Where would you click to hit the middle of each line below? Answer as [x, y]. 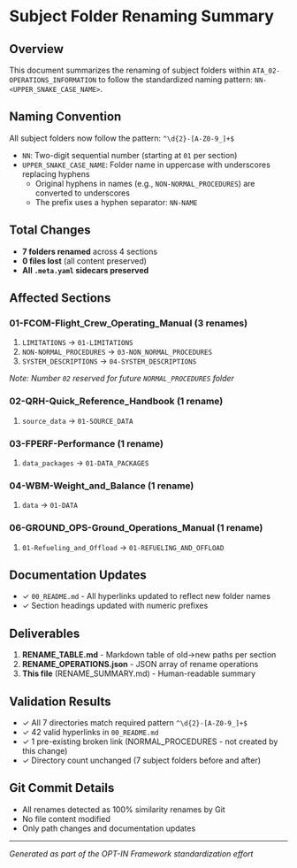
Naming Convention [65, 117]
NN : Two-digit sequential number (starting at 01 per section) [129, 155]
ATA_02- [267, 71]
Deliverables [45, 633]
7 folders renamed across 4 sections [89, 251]
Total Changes [50, 230]
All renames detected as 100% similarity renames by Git [123, 809]
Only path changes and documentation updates [109, 828]
